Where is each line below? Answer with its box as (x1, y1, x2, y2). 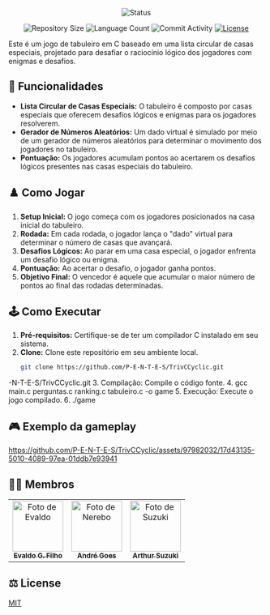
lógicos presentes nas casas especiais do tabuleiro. (19, 161, 193, 171)
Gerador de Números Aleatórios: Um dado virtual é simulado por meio (19, 126, 258, 137)
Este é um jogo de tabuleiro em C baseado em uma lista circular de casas (8, 39, 254, 49)
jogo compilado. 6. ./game (8, 395, 96, 405)
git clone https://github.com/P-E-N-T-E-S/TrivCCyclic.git (19, 363, 225, 372)
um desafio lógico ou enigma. (19, 254, 120, 264)
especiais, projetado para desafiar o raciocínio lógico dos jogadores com (8, 48, 252, 57)
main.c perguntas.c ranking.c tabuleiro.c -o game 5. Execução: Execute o (8, 387, 254, 396)
